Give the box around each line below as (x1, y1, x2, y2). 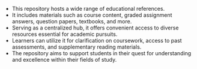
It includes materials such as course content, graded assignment (11, 11, 172, 19)
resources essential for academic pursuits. (11, 31, 118, 38)
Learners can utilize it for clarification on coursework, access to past (11, 37, 182, 44)
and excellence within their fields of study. (11, 56, 117, 63)
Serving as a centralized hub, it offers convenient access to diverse (11, 24, 179, 31)
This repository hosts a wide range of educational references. (11, 5, 165, 12)
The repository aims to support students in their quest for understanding (11, 50, 192, 56)
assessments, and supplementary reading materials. (11, 43, 142, 50)
